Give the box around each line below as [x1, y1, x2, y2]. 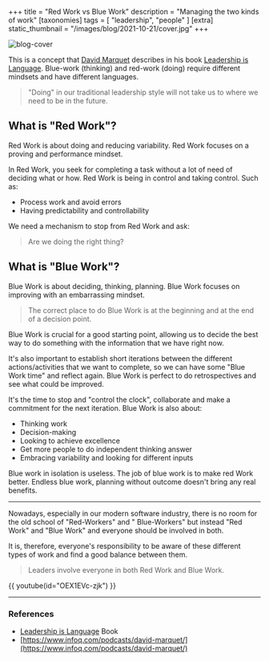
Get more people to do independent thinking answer [19, 444, 193, 454]
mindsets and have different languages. [8, 72, 139, 81]
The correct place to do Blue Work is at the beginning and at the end [27, 305, 255, 315]
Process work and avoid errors [19, 197, 122, 207]
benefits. [8, 485, 38, 495]
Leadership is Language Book [19, 626, 118, 636]
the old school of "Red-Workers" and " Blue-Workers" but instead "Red [8, 517, 243, 526]
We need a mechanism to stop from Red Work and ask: [8, 221, 190, 231]
